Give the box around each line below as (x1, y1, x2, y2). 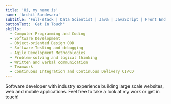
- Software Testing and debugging (10, 45, 83, 50)
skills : (5, 27, 22, 32)
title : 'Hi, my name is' (5, 7, 58, 13)
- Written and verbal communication (10, 60, 88, 65)
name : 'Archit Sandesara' (5, 12, 60, 17)
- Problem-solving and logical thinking (10, 55, 97, 60)
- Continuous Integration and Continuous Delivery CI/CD (10, 69, 134, 74)
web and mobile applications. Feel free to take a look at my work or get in (5, 89, 160, 94)
